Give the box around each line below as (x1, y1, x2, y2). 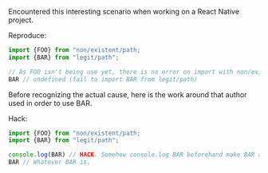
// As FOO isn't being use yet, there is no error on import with (8, 68, 234, 76)
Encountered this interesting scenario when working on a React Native (8, 7, 240, 16)
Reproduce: (8, 31, 47, 40)
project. (8, 15, 34, 25)
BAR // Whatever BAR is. (8, 159, 91, 167)
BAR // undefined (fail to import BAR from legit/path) (8, 75, 198, 83)
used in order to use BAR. (8, 98, 93, 108)
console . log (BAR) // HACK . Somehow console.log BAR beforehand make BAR (8, 151, 255, 159)
